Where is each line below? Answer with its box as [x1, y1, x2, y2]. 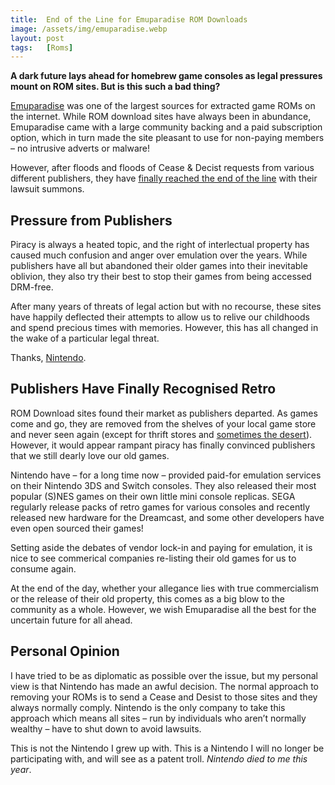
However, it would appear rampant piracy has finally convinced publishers [10, 439, 316, 451]
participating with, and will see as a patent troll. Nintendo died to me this [10, 752, 308, 765]
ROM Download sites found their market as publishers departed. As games [10, 407, 318, 419]
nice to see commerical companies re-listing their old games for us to [10, 552, 297, 564]
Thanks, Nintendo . [10, 352, 87, 364]
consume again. [10, 562, 77, 575]
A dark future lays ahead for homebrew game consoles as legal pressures [10, 70, 323, 82]
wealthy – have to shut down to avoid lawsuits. [10, 722, 202, 735]
